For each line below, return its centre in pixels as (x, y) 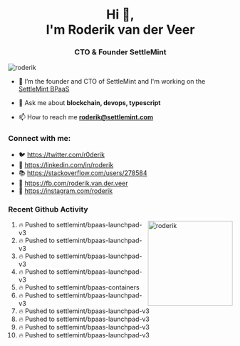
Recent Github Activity (48, 209)
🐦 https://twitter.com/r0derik (62, 154)
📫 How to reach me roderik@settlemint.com (86, 117)
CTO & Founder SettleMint (120, 52)
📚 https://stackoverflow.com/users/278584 (83, 173)
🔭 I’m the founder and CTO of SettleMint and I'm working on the (112, 81)
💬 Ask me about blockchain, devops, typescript (89, 103)
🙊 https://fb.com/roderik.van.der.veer (73, 183)
